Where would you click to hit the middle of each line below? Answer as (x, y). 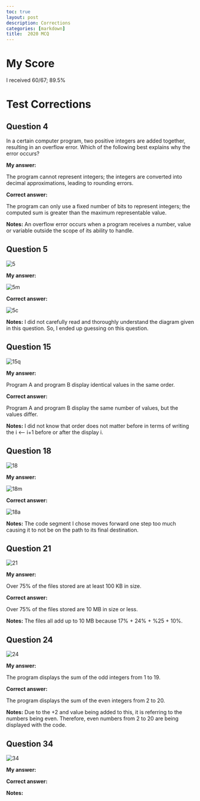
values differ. (22, 414)
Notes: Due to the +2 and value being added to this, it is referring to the (94, 712)
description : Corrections (38, 23)
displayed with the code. (36, 725)
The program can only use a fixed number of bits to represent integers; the (98, 207)
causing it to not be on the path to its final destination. (73, 530)
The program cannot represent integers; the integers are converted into (94, 177)
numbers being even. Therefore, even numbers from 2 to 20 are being (93, 718)
